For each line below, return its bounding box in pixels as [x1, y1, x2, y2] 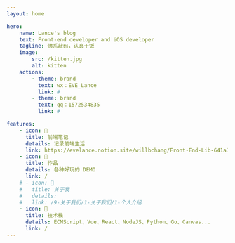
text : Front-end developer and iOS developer [19, 36, 155, 43]
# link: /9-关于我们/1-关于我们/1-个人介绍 [19, 199, 142, 206]
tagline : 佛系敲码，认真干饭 [19, 43, 95, 50]
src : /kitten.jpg [32, 55, 82, 63]
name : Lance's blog [19, 29, 76, 37]
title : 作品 [25, 159, 58, 167]
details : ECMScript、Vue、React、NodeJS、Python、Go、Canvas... [25, 218, 211, 225]
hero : [6, 22, 22, 30]
